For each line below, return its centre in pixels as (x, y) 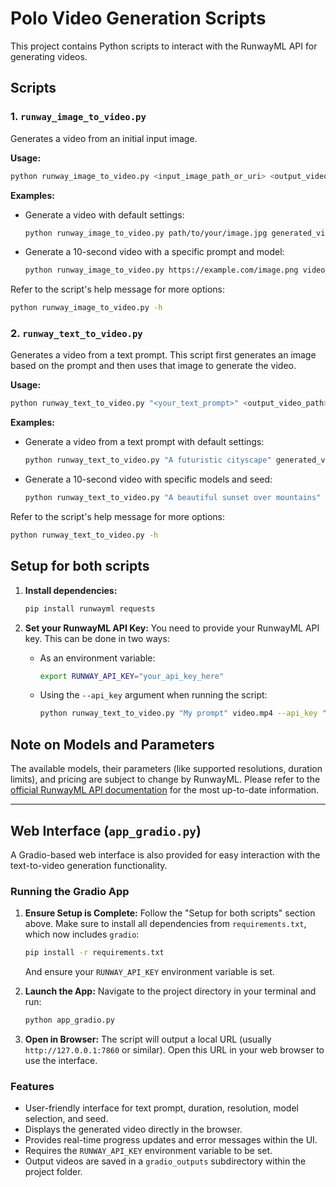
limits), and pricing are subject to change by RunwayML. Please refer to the (165, 779)
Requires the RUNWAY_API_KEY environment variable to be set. (148, 1151)
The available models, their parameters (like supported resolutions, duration (166, 769)
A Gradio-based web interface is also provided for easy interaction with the (165, 854)
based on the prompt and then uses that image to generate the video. (153, 366)
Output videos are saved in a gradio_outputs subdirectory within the (165, 1161)
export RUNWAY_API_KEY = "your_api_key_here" (132, 676)
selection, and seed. (66, 1119)
